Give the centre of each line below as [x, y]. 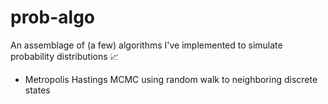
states [37, 90]
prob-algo [52, 17]
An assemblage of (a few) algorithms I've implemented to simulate [146, 45]
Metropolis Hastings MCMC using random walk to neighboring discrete [171, 79]
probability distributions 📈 [65, 56]
